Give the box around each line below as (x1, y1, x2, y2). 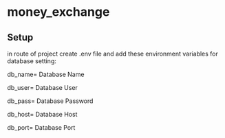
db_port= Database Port (7, 124, 76, 131)
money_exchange (7, 4, 110, 20)
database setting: (7, 57, 56, 65)
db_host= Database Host (7, 111, 78, 118)
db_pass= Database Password (7, 97, 94, 105)
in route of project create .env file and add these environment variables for (7, 49, 219, 58)
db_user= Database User (7, 84, 78, 91)
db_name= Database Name (7, 70, 85, 78)
